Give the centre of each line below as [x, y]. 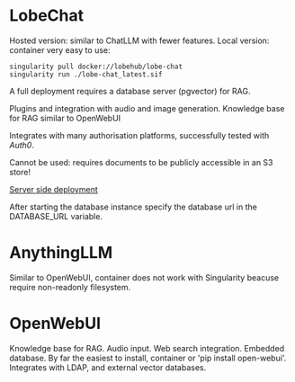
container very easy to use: [60, 49]
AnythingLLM [61, 253]
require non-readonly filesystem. [70, 287]
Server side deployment [54, 189]
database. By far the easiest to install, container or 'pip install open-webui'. [148, 358]
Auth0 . [22, 145]
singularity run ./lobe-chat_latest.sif [86, 74]
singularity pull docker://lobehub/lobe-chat [96, 67]
